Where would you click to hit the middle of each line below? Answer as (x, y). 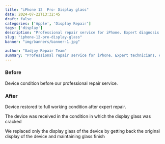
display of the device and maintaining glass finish (55, 137)
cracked (14, 122)
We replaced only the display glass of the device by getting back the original (82, 131)
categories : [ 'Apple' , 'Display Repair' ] (48, 23)
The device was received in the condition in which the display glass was (78, 116)
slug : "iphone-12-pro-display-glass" (44, 37)
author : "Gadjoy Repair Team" (36, 51)
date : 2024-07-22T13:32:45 (33, 14)
